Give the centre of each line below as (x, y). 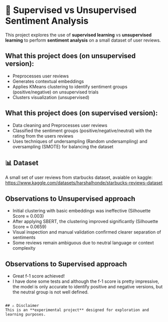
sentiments (24, 238)
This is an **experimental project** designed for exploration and (77, 310)
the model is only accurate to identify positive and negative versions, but (88, 287)
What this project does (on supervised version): (81, 113)
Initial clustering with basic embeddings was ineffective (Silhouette (81, 211)
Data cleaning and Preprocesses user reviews (60, 125)
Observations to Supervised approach (66, 264)
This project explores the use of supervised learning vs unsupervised (78, 35)
